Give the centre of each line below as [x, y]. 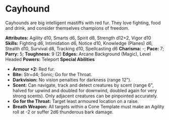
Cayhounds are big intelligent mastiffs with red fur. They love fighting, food [83, 23]
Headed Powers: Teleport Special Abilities [50, 59]
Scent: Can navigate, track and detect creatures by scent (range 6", [83, 85]
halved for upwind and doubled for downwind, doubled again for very [85, 90]
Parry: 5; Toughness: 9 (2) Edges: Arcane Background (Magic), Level [78, 54]
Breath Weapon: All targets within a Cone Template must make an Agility [88, 106]
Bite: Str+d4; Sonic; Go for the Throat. [52, 74]
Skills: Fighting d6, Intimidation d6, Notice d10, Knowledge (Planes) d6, [79, 43]
